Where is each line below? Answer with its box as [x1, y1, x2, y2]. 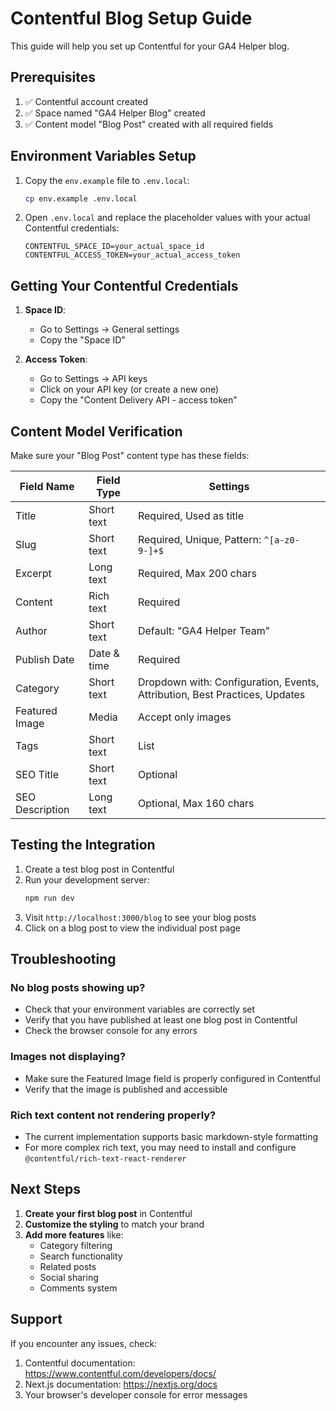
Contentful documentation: [24, 1357, 136, 1369]
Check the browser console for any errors [24, 1025, 198, 1037]
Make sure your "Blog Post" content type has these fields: [10, 450, 250, 462]
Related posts [39, 1260, 97, 1272]
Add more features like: [24, 1228, 124, 1241]
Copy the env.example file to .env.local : [24, 174, 190, 186]
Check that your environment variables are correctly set [24, 1003, 256, 1016]
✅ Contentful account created [24, 95, 149, 107]
